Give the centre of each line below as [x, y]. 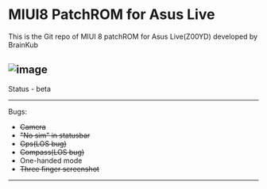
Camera [33, 127]
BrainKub [23, 44]
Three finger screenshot [59, 168]
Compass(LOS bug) [52, 152]
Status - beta [30, 89]
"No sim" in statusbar [55, 135]
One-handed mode [51, 161]
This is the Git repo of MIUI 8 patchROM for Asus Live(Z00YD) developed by [133, 36]
